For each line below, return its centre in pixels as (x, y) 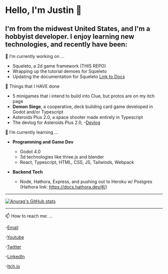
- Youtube (15, 237)
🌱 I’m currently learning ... (32, 132)
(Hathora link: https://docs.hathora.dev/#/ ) (63, 187)
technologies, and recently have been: (66, 44)
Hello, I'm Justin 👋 (43, 10)
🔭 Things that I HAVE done (32, 86)
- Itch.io (12, 266)
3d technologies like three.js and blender (62, 157)
